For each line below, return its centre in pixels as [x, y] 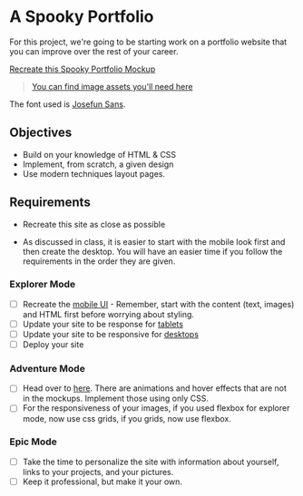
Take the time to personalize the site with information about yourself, [151, 462]
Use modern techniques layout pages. [94, 173]
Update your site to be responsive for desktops [111, 334]
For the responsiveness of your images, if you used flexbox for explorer [156, 408]
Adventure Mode [48, 369]
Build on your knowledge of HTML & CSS [99, 154]
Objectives [41, 133]
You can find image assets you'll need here [112, 86]
